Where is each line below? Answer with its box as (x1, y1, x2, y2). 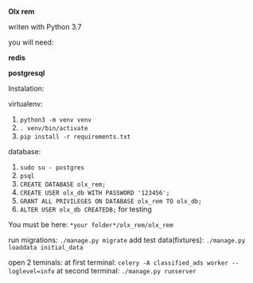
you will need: (8, 37, 54, 47)
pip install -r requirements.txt (19, 133, 131, 141)
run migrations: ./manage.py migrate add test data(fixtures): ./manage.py (8, 235, 246, 245)
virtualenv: (8, 99, 43, 108)
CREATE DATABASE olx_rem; (19, 180, 106, 188)
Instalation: (8, 83, 45, 93)
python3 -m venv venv (19, 116, 91, 124)
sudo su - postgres (19, 164, 85, 172)
